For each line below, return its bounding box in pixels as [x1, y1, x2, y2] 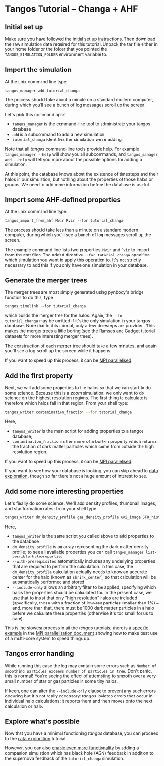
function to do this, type [5, 295, 54, 301]
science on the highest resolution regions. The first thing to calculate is [5, 395, 148, 401]
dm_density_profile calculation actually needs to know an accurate [12, 569, 148, 575]
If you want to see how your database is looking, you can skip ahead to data [5, 468, 158, 474]
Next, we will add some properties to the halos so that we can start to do [5, 385, 151, 391]
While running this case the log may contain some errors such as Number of [5, 662, 157, 669]
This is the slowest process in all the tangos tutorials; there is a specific [5, 625, 149, 631]
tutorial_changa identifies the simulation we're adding [12, 136, 122, 142]
